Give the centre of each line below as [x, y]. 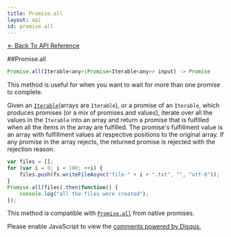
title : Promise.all [35, 13]
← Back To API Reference [44, 46]
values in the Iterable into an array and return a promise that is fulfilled [108, 120]
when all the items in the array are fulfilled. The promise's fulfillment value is [115, 127]
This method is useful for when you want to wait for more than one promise [114, 85]
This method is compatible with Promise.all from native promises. [101, 213]
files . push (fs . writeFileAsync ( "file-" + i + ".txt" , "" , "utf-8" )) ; [120, 174]
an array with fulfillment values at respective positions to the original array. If [115, 135]
